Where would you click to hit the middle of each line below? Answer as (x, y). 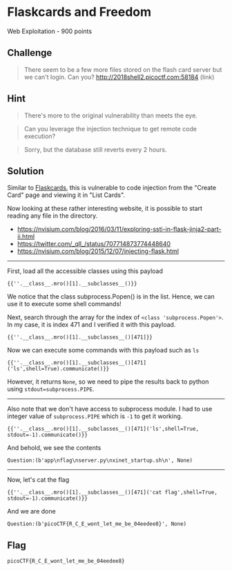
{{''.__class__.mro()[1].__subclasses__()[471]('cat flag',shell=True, (112, 493)
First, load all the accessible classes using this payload (85, 271)
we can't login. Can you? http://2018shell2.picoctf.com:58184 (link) (119, 77)
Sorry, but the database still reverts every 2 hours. (95, 149)
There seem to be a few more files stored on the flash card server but (123, 69)
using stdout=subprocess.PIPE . (51, 389)
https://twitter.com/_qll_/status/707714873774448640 (94, 244)
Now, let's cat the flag (38, 480)
